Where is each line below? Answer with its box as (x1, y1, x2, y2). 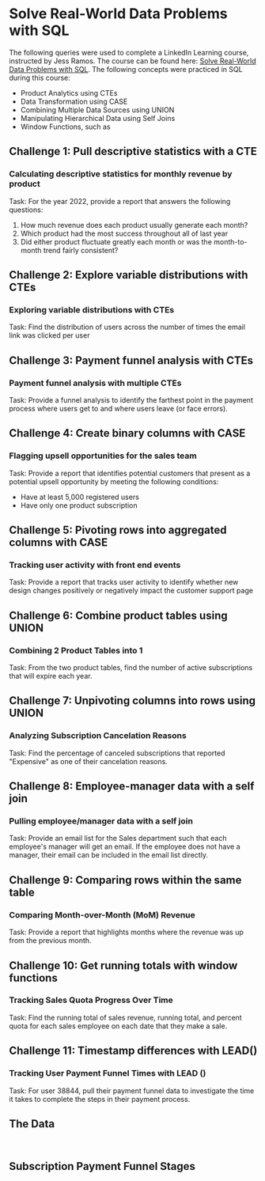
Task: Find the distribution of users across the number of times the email (9, 322, 246, 332)
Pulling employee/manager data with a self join (9, 816, 193, 827)
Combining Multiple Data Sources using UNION (20, 104, 175, 115)
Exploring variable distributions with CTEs (9, 304, 175, 315)
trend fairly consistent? (43, 245, 119, 255)
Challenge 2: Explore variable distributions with (9, 268, 248, 282)
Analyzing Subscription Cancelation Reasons (9, 730, 187, 741)
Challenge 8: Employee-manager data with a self (9, 780, 255, 793)
